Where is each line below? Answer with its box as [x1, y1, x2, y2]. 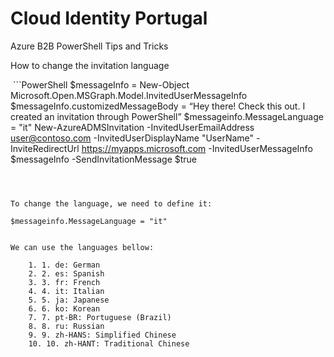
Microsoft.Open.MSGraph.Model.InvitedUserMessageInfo [10, 89, 248, 101]
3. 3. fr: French [28, 277, 101, 287]
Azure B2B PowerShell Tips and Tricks [10, 40, 169, 52]
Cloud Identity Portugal [10, 7, 208, 30]
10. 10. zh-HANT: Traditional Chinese [28, 338, 190, 349]
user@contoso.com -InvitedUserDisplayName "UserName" [10, 132, 255, 144]
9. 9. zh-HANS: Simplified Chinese [28, 330, 177, 340]
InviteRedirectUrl [10, 142, 80, 154]
